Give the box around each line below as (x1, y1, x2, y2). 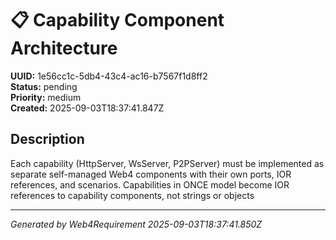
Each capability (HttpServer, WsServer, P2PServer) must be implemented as (10, 157, 325, 169)
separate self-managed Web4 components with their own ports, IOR (10, 168, 292, 180)
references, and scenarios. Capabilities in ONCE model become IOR (10, 178, 290, 191)
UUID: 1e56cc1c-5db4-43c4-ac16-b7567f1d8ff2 (10, 70, 208, 82)
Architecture (10, 37, 118, 60)
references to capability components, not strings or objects (10, 189, 255, 201)
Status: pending (10, 80, 78, 92)
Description (10, 131, 85, 148)
